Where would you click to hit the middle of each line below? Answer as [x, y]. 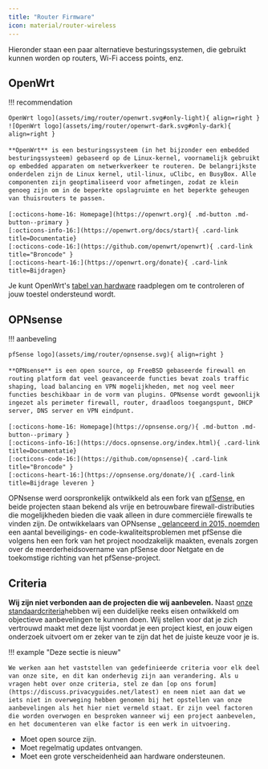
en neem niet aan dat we [204, 692]
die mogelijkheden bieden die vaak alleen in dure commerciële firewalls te [130, 515]
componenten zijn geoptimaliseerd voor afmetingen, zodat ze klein [124, 182]
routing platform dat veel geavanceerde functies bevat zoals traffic [129, 379]
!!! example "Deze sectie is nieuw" [65, 652]
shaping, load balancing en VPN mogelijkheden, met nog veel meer [122, 387]
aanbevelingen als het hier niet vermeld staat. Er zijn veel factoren [130, 708]
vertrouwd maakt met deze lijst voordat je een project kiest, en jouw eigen [130, 628]
